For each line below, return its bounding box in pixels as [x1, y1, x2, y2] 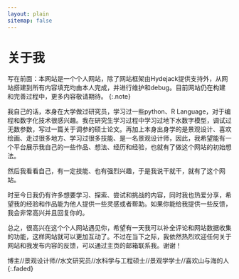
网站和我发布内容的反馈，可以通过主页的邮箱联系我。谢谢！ [7, 241, 182, 250]
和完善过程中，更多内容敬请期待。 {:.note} [7, 92, 132, 101]
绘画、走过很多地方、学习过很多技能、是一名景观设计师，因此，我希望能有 [7, 134, 225, 143]
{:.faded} [7, 264, 34, 273]
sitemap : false [7, 17, 53, 24]
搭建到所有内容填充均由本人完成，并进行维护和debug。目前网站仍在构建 [13, 83, 226, 92]
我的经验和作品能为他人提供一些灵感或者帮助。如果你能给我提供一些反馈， [13, 199, 232, 208]
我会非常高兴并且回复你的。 [7, 209, 89, 217]
